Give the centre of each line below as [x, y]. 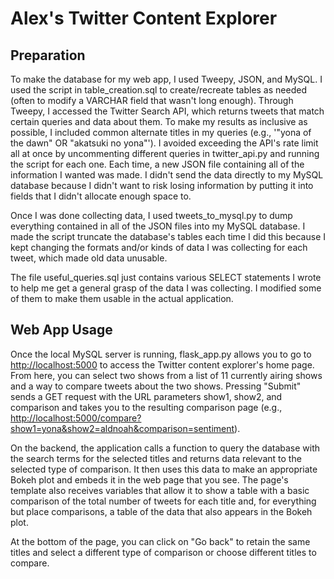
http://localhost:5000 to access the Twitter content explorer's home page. [162, 364]
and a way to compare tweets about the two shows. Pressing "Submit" [156, 386]
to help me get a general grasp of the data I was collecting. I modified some [166, 288]
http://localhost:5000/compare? [76, 418]
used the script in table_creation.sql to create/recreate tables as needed [158, 90]
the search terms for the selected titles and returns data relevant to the [156, 458]
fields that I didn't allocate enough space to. [101, 196]
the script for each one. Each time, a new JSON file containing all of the [157, 164]
